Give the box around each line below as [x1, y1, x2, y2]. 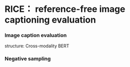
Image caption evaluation [4, 32, 67, 39]
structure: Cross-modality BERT [4, 43, 70, 49]
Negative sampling [4, 55, 51, 62]
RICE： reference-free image [4, 3, 126, 15]
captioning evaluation [4, 14, 96, 26]
